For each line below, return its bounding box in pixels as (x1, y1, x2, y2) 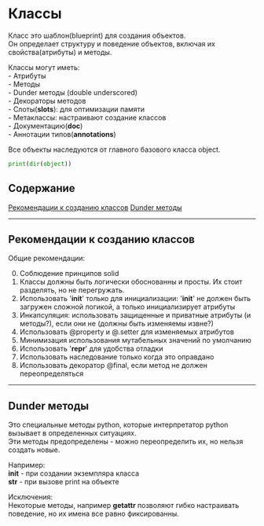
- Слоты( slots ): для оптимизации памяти (8, 104, 145, 114)
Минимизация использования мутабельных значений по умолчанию (19, 336, 251, 345)
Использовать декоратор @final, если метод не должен (19, 361, 208, 370)
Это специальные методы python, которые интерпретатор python (8, 420, 229, 429)
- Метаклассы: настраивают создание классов (8, 112, 167, 122)
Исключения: (8, 492, 53, 502)
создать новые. (8, 445, 60, 454)
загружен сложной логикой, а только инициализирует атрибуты (19, 302, 236, 311)
